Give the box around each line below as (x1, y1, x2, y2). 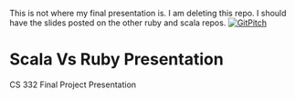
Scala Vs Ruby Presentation (9, 49, 224, 70)
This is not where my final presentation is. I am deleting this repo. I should (9, 8, 287, 18)
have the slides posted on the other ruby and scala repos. (9, 17, 227, 28)
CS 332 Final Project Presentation (9, 79, 137, 90)
